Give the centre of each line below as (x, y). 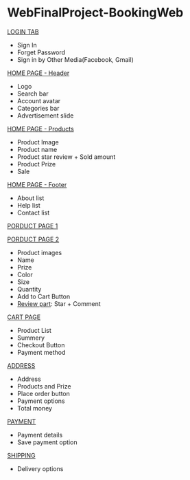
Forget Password (41, 52)
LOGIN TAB (23, 32)
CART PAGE (24, 317)
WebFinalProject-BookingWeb (95, 13)
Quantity (29, 289)
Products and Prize (44, 386)
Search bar (33, 94)
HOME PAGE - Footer (37, 184)
